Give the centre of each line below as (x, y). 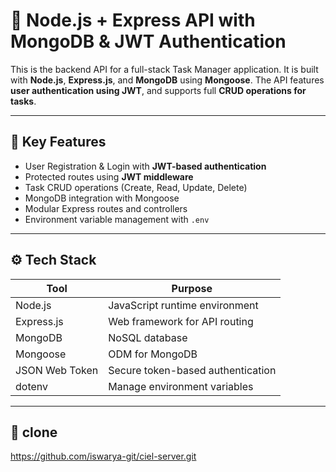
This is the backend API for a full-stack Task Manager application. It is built (164, 69)
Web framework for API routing (181, 321)
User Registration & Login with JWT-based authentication (145, 166)
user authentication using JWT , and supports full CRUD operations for (158, 90)
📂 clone (34, 432)
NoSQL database (148, 337)
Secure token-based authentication (192, 370)
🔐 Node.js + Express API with (133, 20)
